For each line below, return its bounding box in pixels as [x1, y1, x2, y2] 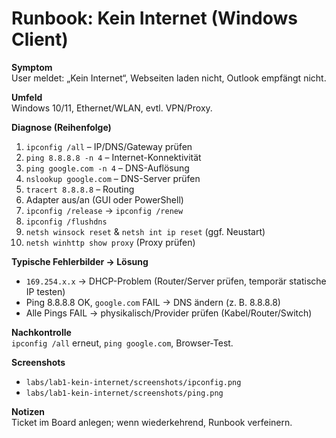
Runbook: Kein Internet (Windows [11, 7, 298, 30]
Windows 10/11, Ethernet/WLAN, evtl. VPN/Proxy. [11, 102, 213, 114]
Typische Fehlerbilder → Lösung [11, 255, 149, 267]
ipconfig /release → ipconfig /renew [25, 204, 184, 216]
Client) [11, 28, 69, 51]
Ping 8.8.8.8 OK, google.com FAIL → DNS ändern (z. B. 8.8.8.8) [25, 296, 281, 308]
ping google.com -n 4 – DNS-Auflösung [25, 162, 190, 174]
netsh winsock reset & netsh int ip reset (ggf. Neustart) [25, 225, 266, 237]
